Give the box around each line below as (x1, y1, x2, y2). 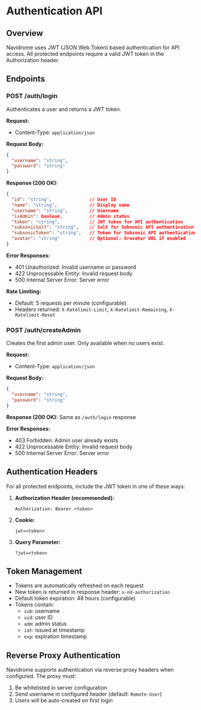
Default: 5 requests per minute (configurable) (14, 299, 127, 307)
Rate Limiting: (6, 287, 42, 295)
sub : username (23, 608, 60, 615)
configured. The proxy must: (6, 672, 77, 680)
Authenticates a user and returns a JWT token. (6, 105, 121, 113)
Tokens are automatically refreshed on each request (14, 582, 144, 589)
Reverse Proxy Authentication (6, 650, 121, 660)
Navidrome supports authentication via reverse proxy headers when (6, 666, 174, 673)
